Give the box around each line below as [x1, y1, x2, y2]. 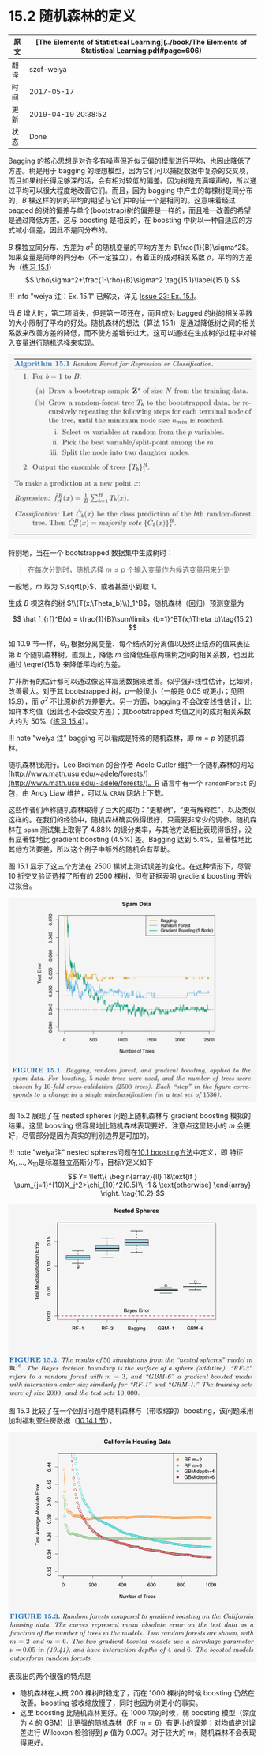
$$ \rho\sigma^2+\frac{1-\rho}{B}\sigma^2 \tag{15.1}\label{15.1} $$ [24, 274, 241, 285]
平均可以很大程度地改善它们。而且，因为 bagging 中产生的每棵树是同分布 [14, 185, 253, 195]
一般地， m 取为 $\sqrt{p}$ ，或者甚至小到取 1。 [8, 581, 162, 591]
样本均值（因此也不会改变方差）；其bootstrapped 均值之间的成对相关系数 [14, 707, 251, 716]
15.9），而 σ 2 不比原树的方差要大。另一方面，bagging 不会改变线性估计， [8, 695, 244, 706]
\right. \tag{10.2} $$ [100, 1188, 165, 1198]
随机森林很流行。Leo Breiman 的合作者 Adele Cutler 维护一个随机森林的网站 [8, 760, 255, 769]
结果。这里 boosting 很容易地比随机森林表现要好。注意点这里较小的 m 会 [8, 1121, 244, 1130]
